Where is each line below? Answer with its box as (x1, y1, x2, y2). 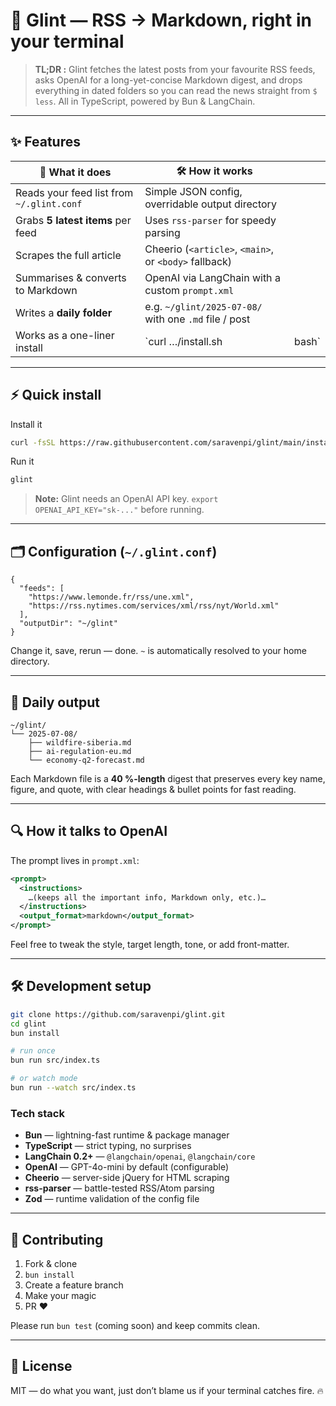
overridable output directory (144, 197, 277, 211)
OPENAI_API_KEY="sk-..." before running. (34, 504, 205, 516)
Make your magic (24, 1290, 97, 1302)
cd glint (10, 1019, 47, 1029)
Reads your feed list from (15, 185, 134, 199)
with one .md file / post (144, 312, 251, 326)
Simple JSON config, (144, 184, 243, 198)
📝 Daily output (10, 694, 100, 711)
